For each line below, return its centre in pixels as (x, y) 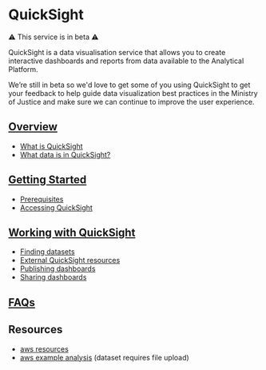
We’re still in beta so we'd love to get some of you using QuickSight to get (129, 85)
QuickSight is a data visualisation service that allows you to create (117, 52)
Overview (33, 127)
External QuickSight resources (70, 261)
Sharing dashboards (53, 277)
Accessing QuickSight (56, 207)
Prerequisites (42, 199)
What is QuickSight (51, 146)
